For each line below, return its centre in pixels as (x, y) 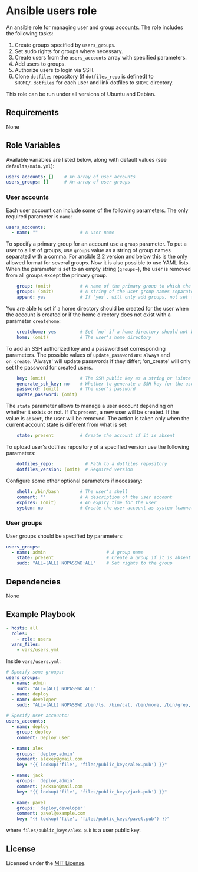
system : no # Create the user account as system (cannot (105, 508)
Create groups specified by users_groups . (65, 45)
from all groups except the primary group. (57, 275)
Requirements (32, 112)
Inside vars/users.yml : (33, 661)
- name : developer (34, 700)
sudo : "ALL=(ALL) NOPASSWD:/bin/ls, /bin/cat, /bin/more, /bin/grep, (104, 705)
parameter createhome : (33, 321)
